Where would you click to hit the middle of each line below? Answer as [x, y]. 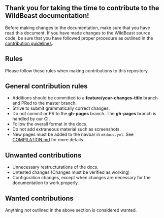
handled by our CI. [31, 119]
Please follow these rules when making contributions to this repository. [77, 70]
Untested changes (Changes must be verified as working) [71, 172]
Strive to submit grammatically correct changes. [61, 108]
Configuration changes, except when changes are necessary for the [82, 178]
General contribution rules [46, 86]
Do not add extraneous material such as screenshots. [66, 129]
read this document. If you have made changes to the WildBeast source [78, 33]
